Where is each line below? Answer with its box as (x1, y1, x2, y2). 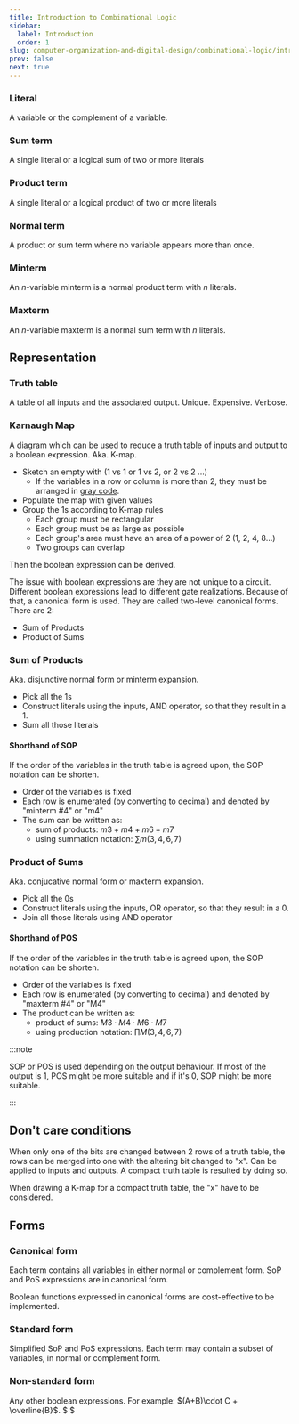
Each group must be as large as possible (35, 522, 185, 534)
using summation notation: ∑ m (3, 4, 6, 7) (35, 834, 182, 845)
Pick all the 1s (21, 691, 73, 701)
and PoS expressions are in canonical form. (9, 1274, 169, 1285)
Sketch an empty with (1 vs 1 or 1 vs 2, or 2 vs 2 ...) (21, 466, 207, 477)
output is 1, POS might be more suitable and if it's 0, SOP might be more (9, 1070, 272, 1081)
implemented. (9, 1301, 60, 1312)
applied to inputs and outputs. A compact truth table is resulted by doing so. (9, 1165, 288, 1176)
